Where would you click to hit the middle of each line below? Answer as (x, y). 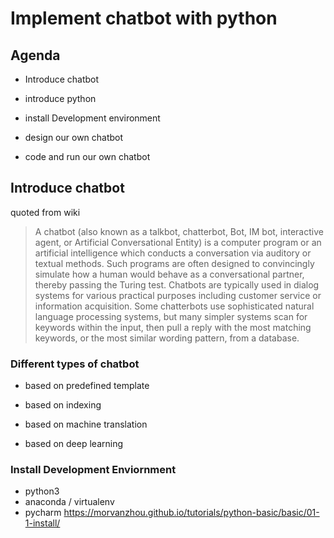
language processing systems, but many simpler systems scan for (171, 316)
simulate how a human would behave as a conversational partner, (169, 274)
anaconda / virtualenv (69, 502)
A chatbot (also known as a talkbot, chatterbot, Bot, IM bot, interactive (179, 231)
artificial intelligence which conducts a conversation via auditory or (173, 253)
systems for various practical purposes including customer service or (178, 295)
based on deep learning (73, 444)
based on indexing (63, 405)
